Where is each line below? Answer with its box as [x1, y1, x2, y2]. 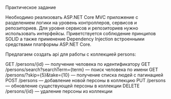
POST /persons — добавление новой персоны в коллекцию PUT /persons [5, 78, 166, 83]
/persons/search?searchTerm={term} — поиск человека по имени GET [5, 66, 158, 72]
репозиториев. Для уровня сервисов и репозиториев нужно [5, 25, 139, 31]
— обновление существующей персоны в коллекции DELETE [5, 83, 140, 89]
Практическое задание [5, 5, 56, 10]
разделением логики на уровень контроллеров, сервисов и [5, 20, 137, 26]
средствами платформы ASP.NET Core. [5, 41, 91, 47]
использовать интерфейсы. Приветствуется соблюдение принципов [5, 31, 156, 36]
